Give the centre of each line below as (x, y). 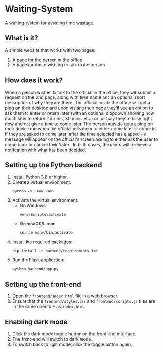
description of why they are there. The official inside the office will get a (78, 102)
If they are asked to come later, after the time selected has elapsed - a (76, 134)
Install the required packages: (42, 242)
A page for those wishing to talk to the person (58, 64)
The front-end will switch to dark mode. (52, 339)
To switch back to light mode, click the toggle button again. (72, 344)
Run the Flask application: (38, 260)
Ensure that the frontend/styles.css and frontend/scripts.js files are (84, 301)
